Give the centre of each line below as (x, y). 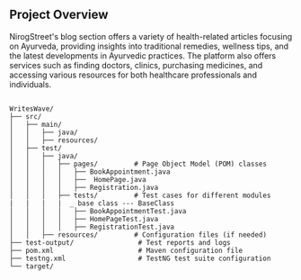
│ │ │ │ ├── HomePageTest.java (84, 219)
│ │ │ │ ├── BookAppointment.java (90, 172)
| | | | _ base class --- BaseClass (92, 203)
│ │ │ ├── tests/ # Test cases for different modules (140, 195)
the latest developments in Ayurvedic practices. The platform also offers (143, 55)
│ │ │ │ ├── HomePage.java (78, 179)
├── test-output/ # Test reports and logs (120, 242)
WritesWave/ (31, 108)
